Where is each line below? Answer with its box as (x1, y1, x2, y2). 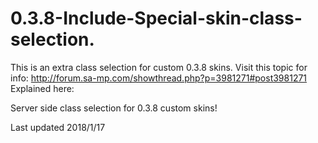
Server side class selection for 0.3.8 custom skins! (10, 102, 218, 114)
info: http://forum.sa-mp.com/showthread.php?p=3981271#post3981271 (10, 72, 308, 84)
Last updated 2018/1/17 (10, 121, 106, 133)
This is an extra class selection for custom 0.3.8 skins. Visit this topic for (10, 61, 308, 73)
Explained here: (10, 82, 75, 94)
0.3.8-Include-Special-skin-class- (10, 7, 303, 30)
